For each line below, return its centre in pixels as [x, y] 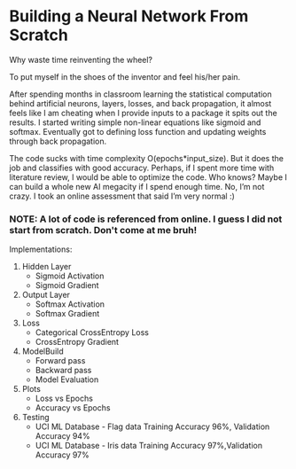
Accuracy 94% [62, 436]
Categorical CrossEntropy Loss [92, 332]
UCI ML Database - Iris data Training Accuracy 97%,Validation [149, 446]
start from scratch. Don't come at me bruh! [103, 230]
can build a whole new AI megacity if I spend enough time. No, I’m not [137, 186]
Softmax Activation [70, 304]
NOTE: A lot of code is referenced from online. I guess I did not [146, 219]
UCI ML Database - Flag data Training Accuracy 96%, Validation [152, 426]
